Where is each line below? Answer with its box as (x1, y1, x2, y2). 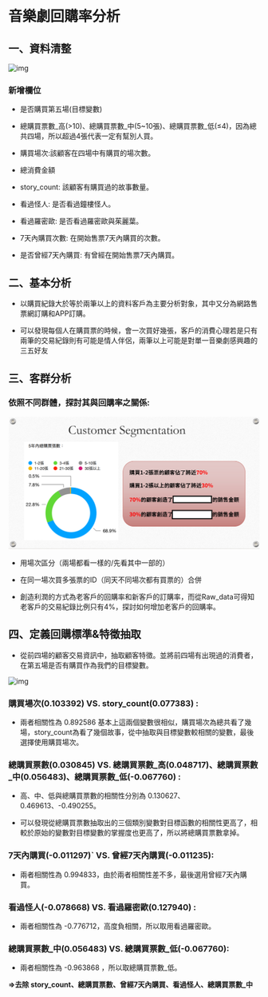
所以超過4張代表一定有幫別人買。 (47, 131, 158, 141)
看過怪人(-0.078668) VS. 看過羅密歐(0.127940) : (8, 901, 197, 912)
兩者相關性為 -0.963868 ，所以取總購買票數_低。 (19, 963, 182, 972)
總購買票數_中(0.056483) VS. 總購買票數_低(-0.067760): (8, 943, 230, 954)
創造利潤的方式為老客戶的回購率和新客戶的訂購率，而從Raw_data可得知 (19, 592, 255, 602)
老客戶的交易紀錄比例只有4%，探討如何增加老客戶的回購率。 (19, 602, 221, 612)
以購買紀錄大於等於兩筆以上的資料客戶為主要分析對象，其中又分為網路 (19, 299, 251, 309)
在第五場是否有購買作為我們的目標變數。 (19, 660, 153, 670)
